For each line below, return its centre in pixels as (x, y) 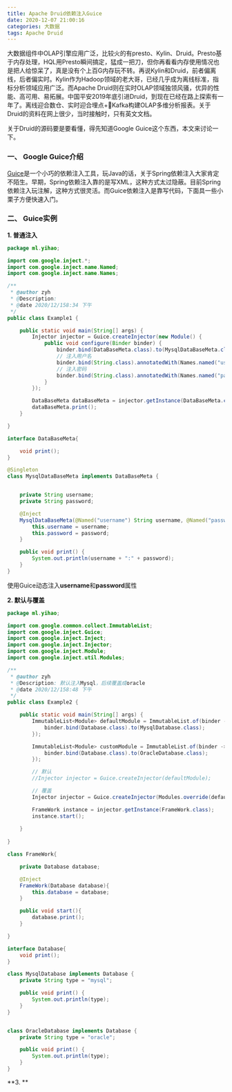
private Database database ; (60, 867)
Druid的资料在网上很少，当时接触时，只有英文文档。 (81, 114)
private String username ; (57, 495)
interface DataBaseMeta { (43, 439)
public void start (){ (50, 911)
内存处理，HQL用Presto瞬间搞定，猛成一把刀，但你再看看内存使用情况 (113, 62)
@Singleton (23, 470)
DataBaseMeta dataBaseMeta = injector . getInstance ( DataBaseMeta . (128, 401)
